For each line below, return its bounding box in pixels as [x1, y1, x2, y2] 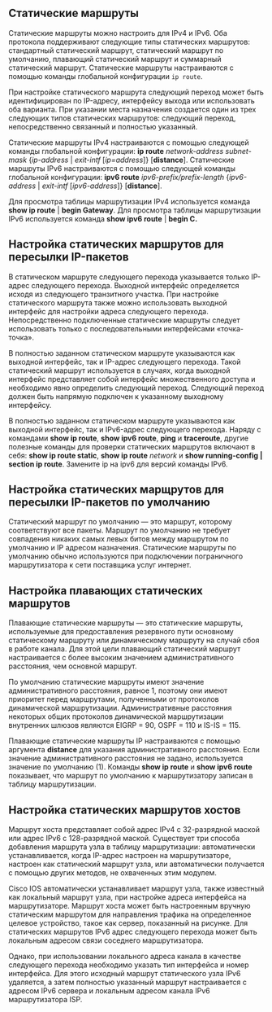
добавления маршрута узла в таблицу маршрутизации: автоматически [8, 842, 256, 852]
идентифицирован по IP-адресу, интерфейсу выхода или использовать [8, 95, 256, 105]
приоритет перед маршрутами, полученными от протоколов [8, 694, 219, 704]
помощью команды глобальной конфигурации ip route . [8, 71, 203, 81]
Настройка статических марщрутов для [8, 483, 225, 497]
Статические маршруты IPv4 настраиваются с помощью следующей [8, 138, 249, 147]
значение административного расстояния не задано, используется [8, 753, 244, 764]
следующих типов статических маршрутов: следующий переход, [8, 113, 236, 123]
